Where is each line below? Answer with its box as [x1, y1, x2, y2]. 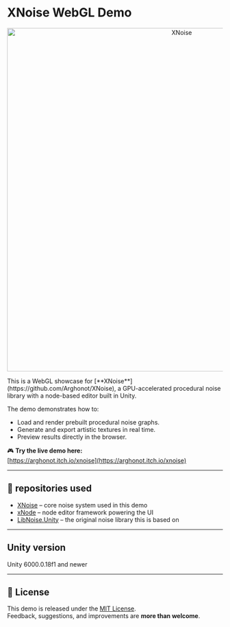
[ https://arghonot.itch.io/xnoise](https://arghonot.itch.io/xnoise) [7, 456, 187, 464]
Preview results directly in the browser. [16, 433, 127, 441]
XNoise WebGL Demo [7, 5, 132, 21]
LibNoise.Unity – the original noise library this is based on [16, 515, 179, 523]
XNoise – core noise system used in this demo [16, 501, 148, 509]
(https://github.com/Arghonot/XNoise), [7, 384, 116, 392]
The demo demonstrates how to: [7, 404, 99, 413]
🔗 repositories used [7, 483, 92, 494]
